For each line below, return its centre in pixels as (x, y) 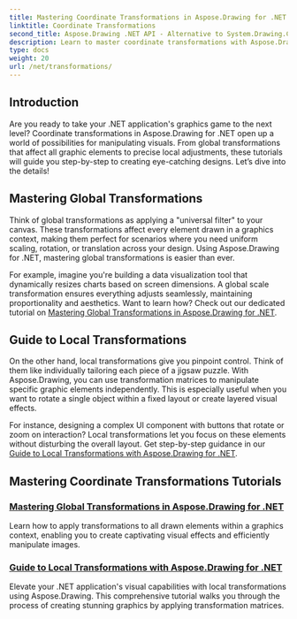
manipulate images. (45, 544)
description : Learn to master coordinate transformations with (128, 42)
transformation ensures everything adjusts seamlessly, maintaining (131, 294)
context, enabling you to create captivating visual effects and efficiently (139, 535)
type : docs (29, 50)
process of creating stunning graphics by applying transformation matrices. (147, 606)
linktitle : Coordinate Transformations (83, 26)
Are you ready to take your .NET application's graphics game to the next (141, 124)
